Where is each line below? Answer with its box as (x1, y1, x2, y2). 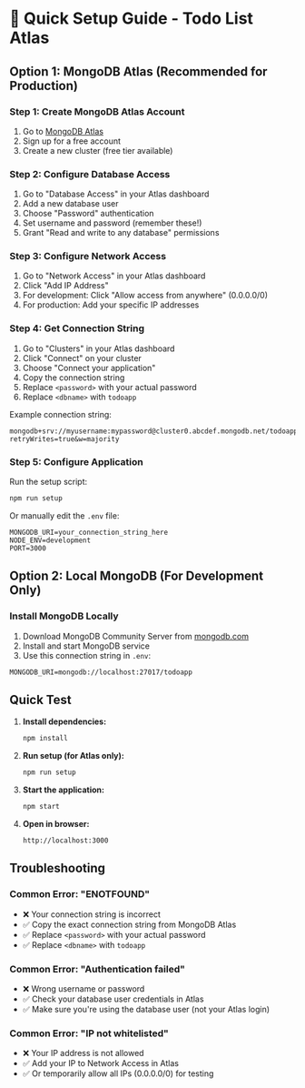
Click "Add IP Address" (22, 280, 109, 291)
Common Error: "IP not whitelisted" (9, 1027, 170, 1040)
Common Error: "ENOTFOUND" (9, 888, 151, 901)
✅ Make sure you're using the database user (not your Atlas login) (22, 1004, 271, 1015)
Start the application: (22, 784, 105, 795)
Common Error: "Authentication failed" (9, 962, 186, 975)
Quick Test (9, 692, 72, 708)
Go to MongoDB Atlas (22, 126, 104, 136)
